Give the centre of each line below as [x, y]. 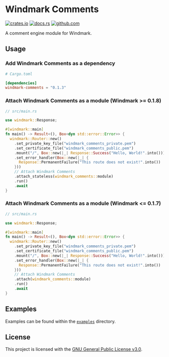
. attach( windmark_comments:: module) [53, 279]
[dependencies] [21, 83]
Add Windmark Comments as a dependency [60, 63]
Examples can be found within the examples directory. [61, 321]
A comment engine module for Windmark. [49, 33]
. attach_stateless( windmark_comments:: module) [64, 176]
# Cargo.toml [19, 74]
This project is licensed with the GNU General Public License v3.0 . [74, 349]
